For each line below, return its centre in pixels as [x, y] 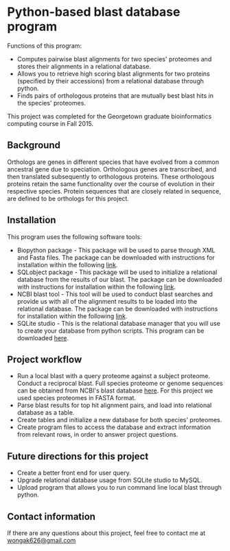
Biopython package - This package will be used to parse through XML [116, 250]
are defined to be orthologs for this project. [68, 198]
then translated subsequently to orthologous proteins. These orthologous [111, 176]
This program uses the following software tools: [74, 237]
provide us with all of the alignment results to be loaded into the [107, 301]
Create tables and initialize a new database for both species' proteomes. [119, 420]
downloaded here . [43, 337]
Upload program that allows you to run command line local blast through [119, 488]
